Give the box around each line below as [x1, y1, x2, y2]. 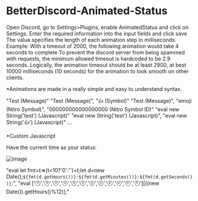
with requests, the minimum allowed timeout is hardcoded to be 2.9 [6, 55, 171, 62]
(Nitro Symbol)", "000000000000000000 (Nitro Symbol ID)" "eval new [6, 105, 180, 113]
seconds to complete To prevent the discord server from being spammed [6, 48, 185, 56]
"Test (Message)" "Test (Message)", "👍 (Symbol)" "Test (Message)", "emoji [6, 97, 192, 104]
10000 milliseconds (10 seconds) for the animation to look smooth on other [6, 67, 189, 74]
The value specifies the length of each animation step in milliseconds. [6, 36, 177, 43]
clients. [6, 74, 24, 81]
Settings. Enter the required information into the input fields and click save [6, 30, 187, 37]
